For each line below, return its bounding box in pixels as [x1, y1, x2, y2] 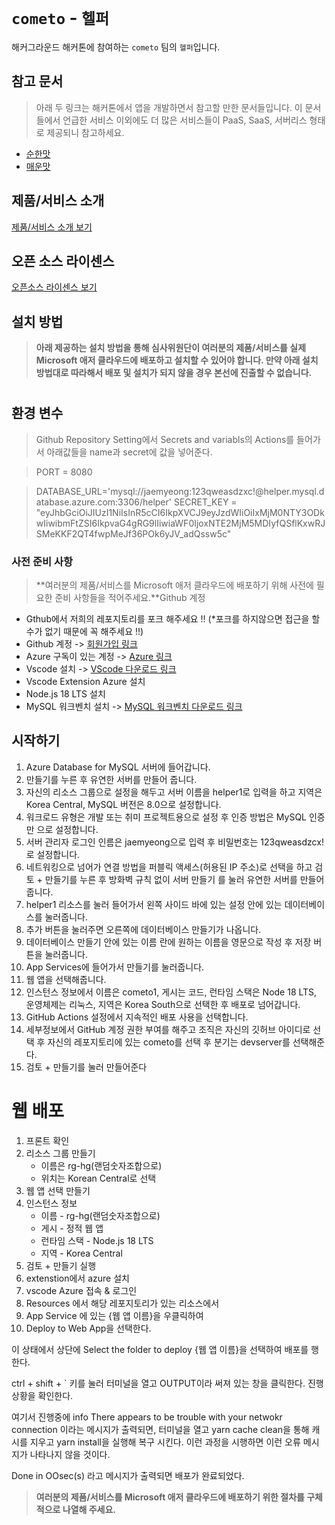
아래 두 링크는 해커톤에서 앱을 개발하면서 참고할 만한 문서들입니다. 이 [35, 101, 303, 113]
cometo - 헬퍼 [11, 7, 110, 30]
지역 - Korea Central [40, 1247, 123, 1259]
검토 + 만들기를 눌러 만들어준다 [25, 1061, 148, 1073]
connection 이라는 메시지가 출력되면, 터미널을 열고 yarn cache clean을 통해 [11, 1423, 310, 1435]
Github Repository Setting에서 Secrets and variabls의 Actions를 [35, 433, 295, 445]
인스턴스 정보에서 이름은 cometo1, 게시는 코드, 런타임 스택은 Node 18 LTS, [25, 986, 318, 998]
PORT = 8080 [35, 466, 93, 478]
